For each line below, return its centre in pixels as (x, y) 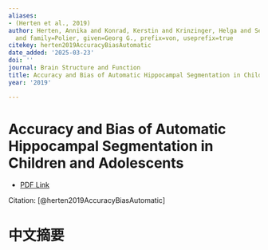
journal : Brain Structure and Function (75, 68)
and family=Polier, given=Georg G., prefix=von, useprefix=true (124, 38)
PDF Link (35, 185)
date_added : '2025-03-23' (51, 53)
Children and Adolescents (96, 163)
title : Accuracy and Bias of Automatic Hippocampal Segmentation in (124, 75)
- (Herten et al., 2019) (49, 23)
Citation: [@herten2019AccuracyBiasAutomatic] (87, 200)
